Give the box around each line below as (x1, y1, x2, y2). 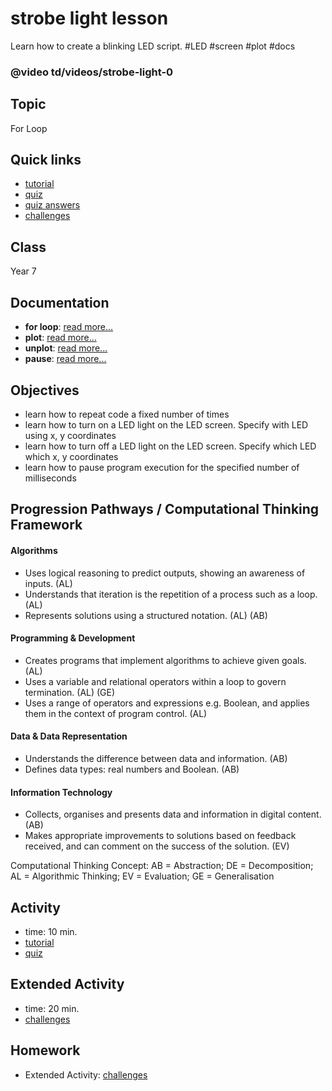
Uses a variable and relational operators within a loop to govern (24, 675, 287, 687)
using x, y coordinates (24, 429, 117, 441)
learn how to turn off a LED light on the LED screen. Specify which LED (24, 440, 317, 452)
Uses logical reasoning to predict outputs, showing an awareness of (24, 567, 306, 579)
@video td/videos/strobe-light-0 (10, 65, 174, 79)
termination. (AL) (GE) (24, 686, 116, 698)
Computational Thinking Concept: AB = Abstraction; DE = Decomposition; (10, 860, 314, 872)
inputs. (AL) (24, 577, 73, 589)
